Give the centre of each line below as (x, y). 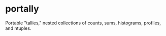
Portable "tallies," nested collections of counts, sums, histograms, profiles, (83, 23)
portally (22, 9)
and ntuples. (18, 28)
